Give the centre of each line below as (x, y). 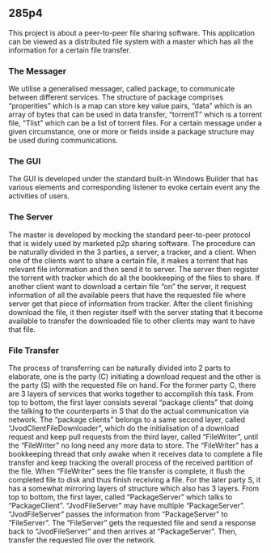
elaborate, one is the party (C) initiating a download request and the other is (135, 376)
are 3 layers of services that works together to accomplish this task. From (131, 393)
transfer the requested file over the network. (82, 540)
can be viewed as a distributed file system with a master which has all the (131, 41)
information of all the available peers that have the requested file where (127, 295)
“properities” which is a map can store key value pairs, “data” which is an (130, 106)
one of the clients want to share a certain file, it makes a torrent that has (128, 260)
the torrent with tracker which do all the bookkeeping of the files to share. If (134, 278)
